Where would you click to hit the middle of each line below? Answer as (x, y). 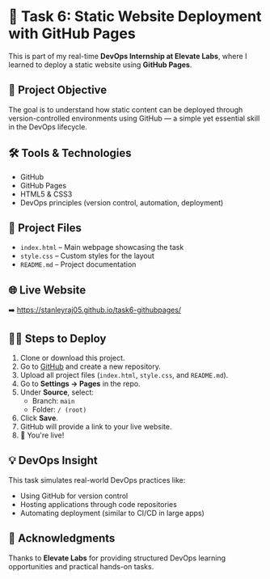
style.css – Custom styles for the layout (87, 256)
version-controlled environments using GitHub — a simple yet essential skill (134, 118)
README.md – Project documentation (78, 264)
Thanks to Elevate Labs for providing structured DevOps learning (117, 558)
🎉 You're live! (42, 435)
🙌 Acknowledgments (62, 538)
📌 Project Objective (58, 90)
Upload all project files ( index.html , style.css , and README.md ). (124, 375)
